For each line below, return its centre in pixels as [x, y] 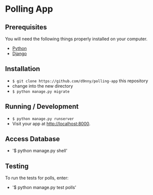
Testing [17, 166]
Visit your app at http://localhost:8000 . [51, 123]
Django [19, 53]
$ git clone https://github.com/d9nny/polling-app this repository [80, 81]
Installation [23, 69]
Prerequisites [26, 27]
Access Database [33, 139]
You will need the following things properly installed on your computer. [76, 39]
